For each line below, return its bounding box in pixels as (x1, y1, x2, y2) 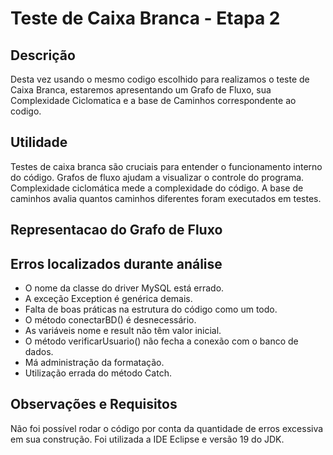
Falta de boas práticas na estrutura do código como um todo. (24, 303, 278, 316)
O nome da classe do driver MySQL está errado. (24, 282, 225, 294)
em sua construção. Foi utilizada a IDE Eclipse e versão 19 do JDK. (10, 433, 285, 445)
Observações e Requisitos (10, 396, 178, 413)
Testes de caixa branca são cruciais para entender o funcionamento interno (10, 160, 323, 172)
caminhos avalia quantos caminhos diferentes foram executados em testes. (10, 192, 322, 204)
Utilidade (10, 134, 68, 151)
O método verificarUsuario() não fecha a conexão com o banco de (24, 335, 299, 347)
